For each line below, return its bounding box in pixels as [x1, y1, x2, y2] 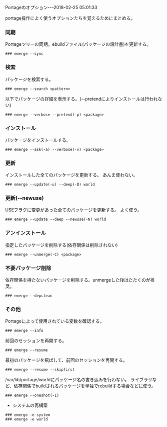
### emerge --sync [5, 51, 43, 56]
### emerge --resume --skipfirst [5, 367, 75, 372]
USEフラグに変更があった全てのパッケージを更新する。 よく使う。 [5, 207, 142, 213]
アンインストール [5, 229, 46, 236]
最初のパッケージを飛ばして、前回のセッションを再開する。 [5, 357, 127, 363]
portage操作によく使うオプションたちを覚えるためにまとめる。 [5, 15, 135, 21]
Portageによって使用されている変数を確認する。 [5, 318, 104, 324]
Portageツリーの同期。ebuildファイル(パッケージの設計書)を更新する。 [5, 41, 151, 47]
